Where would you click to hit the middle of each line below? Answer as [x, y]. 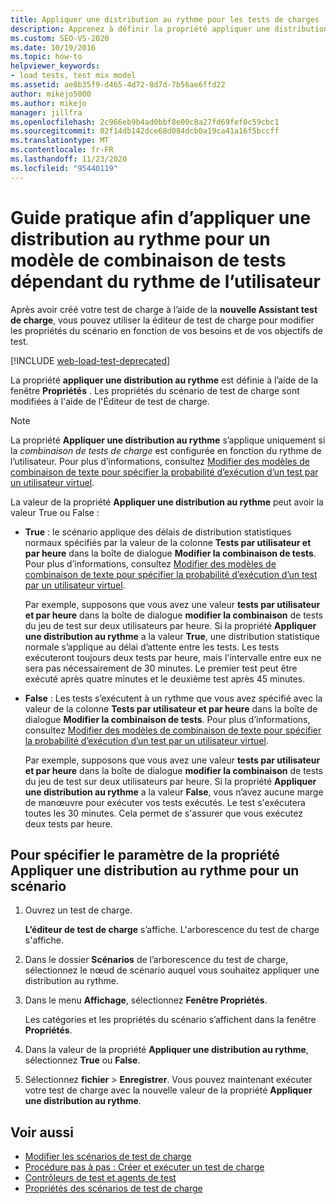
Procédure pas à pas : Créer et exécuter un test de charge [144, 1167]
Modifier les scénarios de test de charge [108, 1157]
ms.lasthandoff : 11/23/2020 [69, 159]
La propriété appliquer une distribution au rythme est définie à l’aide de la [164, 380]
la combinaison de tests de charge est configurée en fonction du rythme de [166, 450]
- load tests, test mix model [73, 76]
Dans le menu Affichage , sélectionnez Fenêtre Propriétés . [146, 1000]
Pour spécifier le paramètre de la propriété [145, 854]
